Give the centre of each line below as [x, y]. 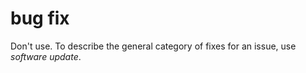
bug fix [40, 18]
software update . [46, 56]
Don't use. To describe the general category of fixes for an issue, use [153, 46]
